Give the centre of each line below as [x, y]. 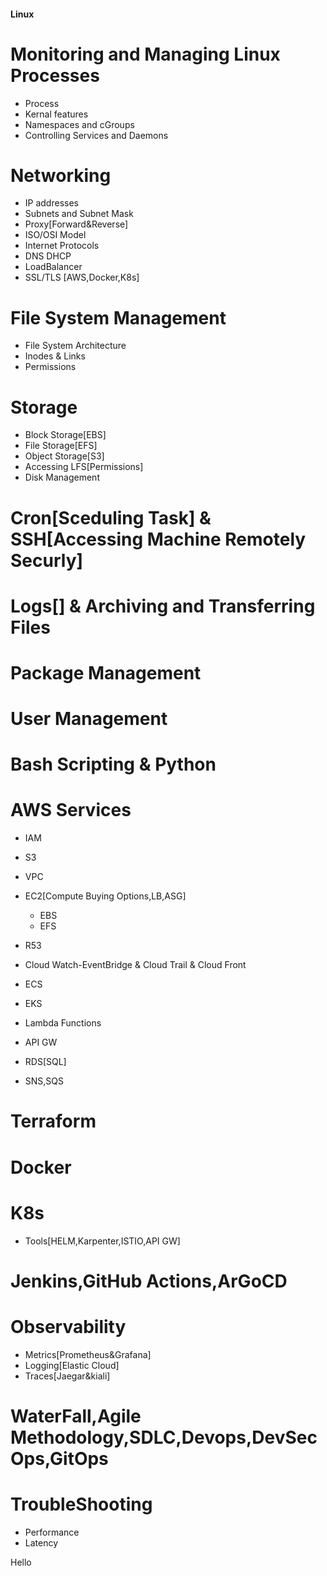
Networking [61, 175]
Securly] [47, 560]
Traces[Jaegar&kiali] [67, 1376]
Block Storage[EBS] [65, 435]
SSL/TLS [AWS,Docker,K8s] [82, 277]
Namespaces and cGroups [79, 124]
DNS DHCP [48, 256]
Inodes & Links [55, 356]
